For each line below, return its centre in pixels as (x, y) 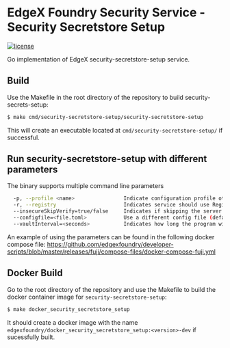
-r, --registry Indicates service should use (112, 205)
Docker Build (35, 273)
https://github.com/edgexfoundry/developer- (111, 244)
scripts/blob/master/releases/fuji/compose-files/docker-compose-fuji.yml (111, 252)
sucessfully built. (31, 337)
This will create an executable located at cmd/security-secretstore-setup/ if (115, 130)
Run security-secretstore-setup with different (107, 159)
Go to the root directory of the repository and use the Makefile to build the (112, 289)
